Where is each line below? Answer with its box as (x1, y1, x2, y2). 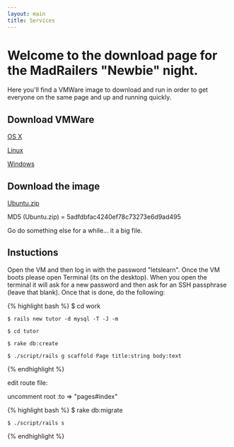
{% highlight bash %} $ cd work (7, 302, 101, 310)
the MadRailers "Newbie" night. (7, 62, 199, 78)
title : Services (7, 17, 55, 24)
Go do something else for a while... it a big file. (7, 227, 143, 235)
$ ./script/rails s (7, 419, 65, 427)
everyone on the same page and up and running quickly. (7, 93, 172, 102)
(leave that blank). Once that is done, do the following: (7, 287, 165, 297)
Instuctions (7, 246, 59, 258)
